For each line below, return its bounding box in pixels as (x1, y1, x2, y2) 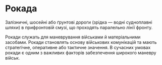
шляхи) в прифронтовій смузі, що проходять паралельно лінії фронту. (5, 24, 153, 30)
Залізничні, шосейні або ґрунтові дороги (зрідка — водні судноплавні (5, 19, 153, 25)
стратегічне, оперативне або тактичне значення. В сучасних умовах (5, 44, 151, 50)
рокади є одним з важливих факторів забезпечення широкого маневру (5, 50, 157, 56)
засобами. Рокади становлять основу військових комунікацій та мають (5, 39, 157, 45)
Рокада (5, 3, 37, 14)
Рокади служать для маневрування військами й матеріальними (5, 34, 141, 40)
